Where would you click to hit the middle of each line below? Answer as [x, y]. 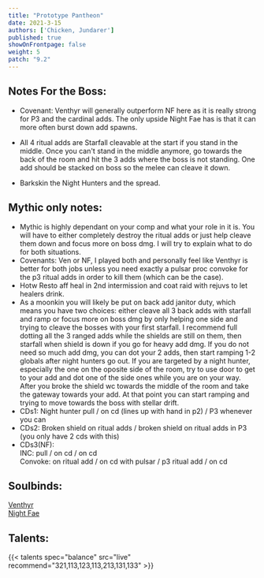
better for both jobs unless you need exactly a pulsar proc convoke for [134, 268]
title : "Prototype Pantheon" [56, 15]
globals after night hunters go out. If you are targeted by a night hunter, [135, 360]
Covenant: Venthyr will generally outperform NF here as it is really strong [138, 110]
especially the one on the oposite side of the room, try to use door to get [138, 369]
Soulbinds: [35, 486]
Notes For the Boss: [58, 91]
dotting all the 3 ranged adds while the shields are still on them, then [130, 335]
